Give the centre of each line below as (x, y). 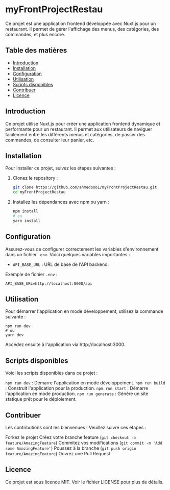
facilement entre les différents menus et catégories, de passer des (75, 134)
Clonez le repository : (35, 178)
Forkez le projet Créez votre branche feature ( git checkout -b (71, 437)
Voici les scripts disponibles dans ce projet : (52, 373)
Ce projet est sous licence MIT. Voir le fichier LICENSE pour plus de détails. (84, 482)
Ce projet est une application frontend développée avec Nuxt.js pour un (81, 23)
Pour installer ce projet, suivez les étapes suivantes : (60, 168)
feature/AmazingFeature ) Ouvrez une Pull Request (58, 454)
